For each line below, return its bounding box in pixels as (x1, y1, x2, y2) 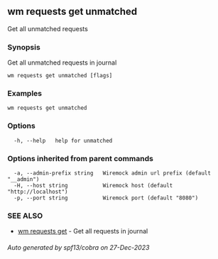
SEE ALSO (7, 211, 43, 221)
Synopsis (7, 42, 40, 52)
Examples (7, 89, 43, 99)
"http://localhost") (7, 188, 69, 195)
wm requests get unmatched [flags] (7, 72, 113, 79)
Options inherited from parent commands (7, 153, 154, 163)
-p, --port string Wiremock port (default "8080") (13, 194, 199, 202)
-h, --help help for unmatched (13, 137, 113, 144)
